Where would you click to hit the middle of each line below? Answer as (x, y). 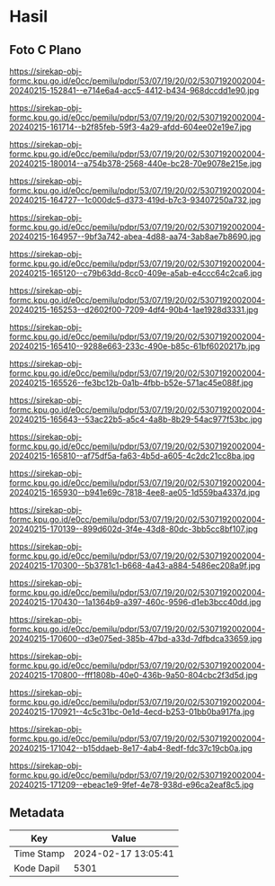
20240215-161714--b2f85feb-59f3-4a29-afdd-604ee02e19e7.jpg (130, 127)
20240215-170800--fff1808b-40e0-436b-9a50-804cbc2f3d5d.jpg (133, 675)
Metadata (37, 813)
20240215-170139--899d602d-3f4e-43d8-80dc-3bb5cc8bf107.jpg (134, 529)
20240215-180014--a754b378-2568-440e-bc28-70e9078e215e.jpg (136, 163)
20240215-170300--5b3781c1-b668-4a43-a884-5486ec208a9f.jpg (135, 565)
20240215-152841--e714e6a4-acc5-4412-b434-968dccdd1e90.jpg (134, 90)
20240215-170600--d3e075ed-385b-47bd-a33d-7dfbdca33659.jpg (136, 639)
